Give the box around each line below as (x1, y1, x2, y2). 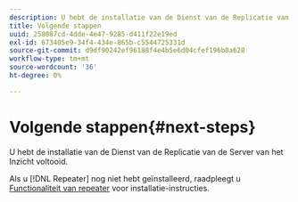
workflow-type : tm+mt (9, 54, 90, 63)
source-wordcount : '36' (9, 63, 98, 72)
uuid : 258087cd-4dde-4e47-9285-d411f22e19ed (9, 29, 178, 38)
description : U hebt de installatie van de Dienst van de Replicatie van (9, 12, 290, 22)
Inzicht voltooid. (9, 156, 69, 166)
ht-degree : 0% (9, 71, 62, 80)
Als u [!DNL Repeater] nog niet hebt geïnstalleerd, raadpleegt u (9, 173, 241, 183)
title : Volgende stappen (9, 21, 102, 30)
